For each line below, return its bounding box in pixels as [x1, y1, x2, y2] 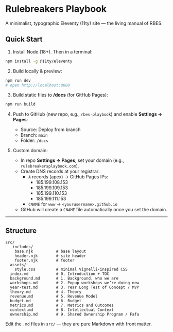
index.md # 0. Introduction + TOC [10, 271, 110, 276]
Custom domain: [12, 147, 48, 154]
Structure [5, 226, 37, 235]
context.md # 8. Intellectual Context [10, 307, 114, 312]
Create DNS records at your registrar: [20, 168, 100, 175]
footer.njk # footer [14, 258, 75, 263]
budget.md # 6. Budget [10, 299, 82, 304]
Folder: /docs [20, 137, 48, 144]
